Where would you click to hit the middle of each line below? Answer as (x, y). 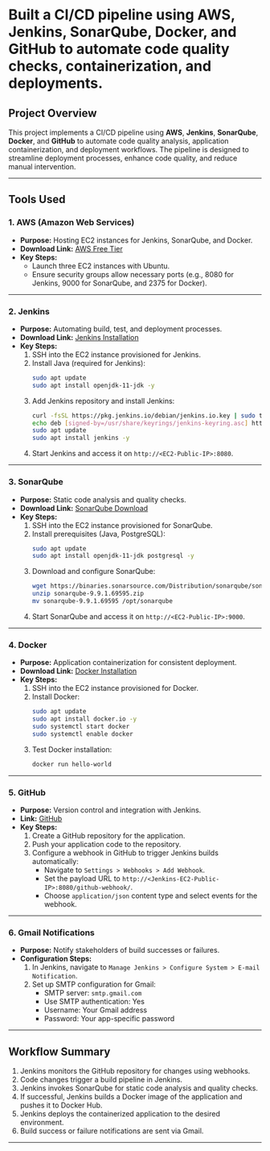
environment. (42, 1122)
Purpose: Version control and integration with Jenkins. (110, 810)
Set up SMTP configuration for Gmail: (94, 984)
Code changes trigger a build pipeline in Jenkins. (101, 1079)
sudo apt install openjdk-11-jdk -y (93, 385)
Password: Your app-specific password (109, 1019)
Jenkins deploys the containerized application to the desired (120, 1113)
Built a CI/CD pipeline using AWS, (122, 15)
